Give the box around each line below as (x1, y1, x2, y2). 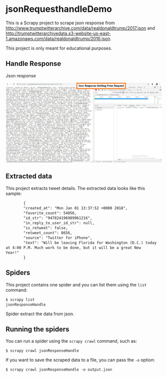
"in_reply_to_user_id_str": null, (23, 220, 95, 226)
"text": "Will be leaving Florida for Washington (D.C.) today (23, 240, 157, 245)
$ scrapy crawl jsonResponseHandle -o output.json (5, 367, 112, 372)
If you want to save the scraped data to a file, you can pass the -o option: (5, 357, 155, 363)
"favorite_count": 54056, (23, 210, 77, 216)
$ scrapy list (5, 297, 35, 302)
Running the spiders (5, 325, 70, 333)
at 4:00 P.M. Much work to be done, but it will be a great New (5, 245, 141, 250)
